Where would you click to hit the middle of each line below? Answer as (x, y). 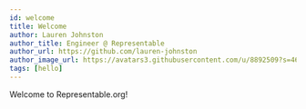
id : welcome (32, 18)
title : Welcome (38, 26)
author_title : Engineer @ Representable (87, 43)
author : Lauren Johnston (56, 35)
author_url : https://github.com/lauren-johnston (103, 52)
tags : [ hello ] (36, 69)
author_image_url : (44, 60)
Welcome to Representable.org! (69, 94)
